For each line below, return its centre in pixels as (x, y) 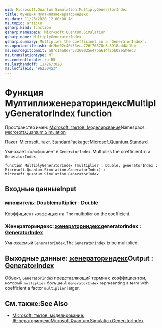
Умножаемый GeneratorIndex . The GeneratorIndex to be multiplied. (72, 243)
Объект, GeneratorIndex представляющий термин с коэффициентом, (76, 278)
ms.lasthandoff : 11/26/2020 (34, 64)
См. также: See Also (36, 304)
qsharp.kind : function (28, 28)
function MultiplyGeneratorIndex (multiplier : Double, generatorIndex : (81, 165)
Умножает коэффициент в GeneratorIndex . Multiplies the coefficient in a (78, 151)
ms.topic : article (24, 23)
